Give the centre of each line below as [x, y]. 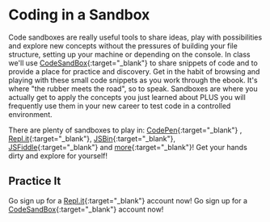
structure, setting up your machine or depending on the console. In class [129, 54]
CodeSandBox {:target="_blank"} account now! [86, 209]
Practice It [35, 181]
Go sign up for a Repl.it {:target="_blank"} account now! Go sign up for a [128, 200]
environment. [30, 114]
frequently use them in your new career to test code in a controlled [120, 106]
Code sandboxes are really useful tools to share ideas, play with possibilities [135, 37]
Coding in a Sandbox [79, 15]
